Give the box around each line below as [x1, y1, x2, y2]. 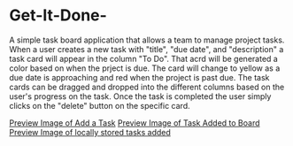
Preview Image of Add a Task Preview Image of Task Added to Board [9, 117, 260, 128]
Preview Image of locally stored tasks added [9, 127, 171, 137]
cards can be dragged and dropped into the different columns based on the [9, 81, 285, 92]
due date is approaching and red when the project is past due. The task [9, 72, 270, 82]
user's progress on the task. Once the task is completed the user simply [9, 90, 272, 102]
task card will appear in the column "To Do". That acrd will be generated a [9, 53, 279, 64]
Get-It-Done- [9, 5, 108, 26]
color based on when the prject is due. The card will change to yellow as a [9, 63, 281, 73]
